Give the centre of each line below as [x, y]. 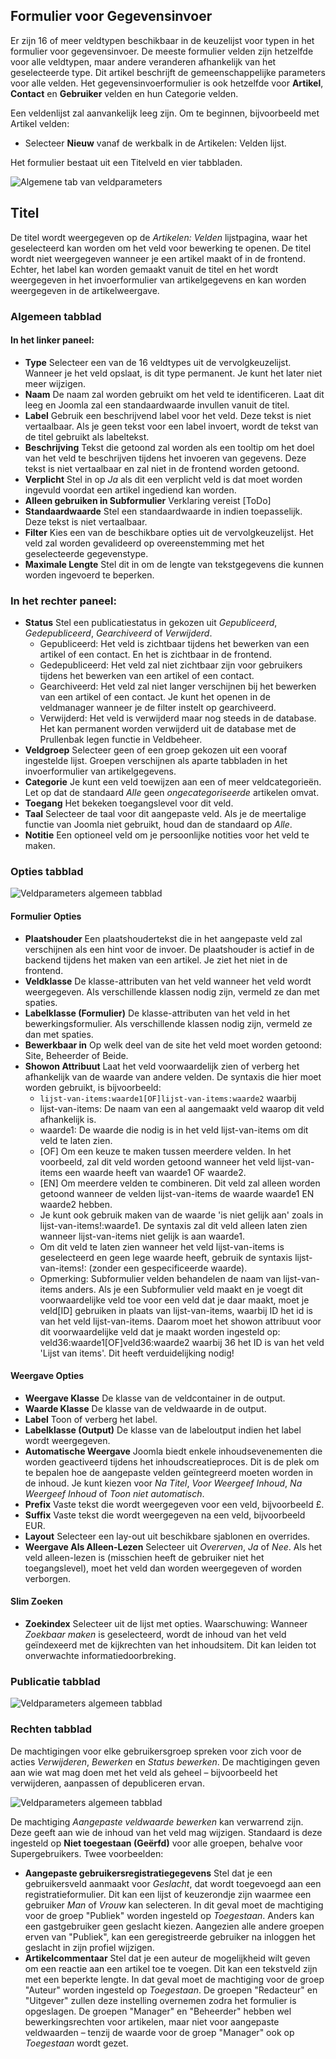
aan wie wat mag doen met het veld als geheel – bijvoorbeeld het [144, 1772]
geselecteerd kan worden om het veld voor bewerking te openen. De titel [161, 248]
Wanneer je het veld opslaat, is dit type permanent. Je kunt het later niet [173, 373]
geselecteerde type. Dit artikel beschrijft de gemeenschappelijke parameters [168, 72]
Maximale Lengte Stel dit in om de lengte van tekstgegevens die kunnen [174, 564]
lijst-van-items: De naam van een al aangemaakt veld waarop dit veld [182, 1108]
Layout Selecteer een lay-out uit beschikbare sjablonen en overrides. [167, 1536]
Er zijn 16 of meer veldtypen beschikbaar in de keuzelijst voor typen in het [162, 40]
